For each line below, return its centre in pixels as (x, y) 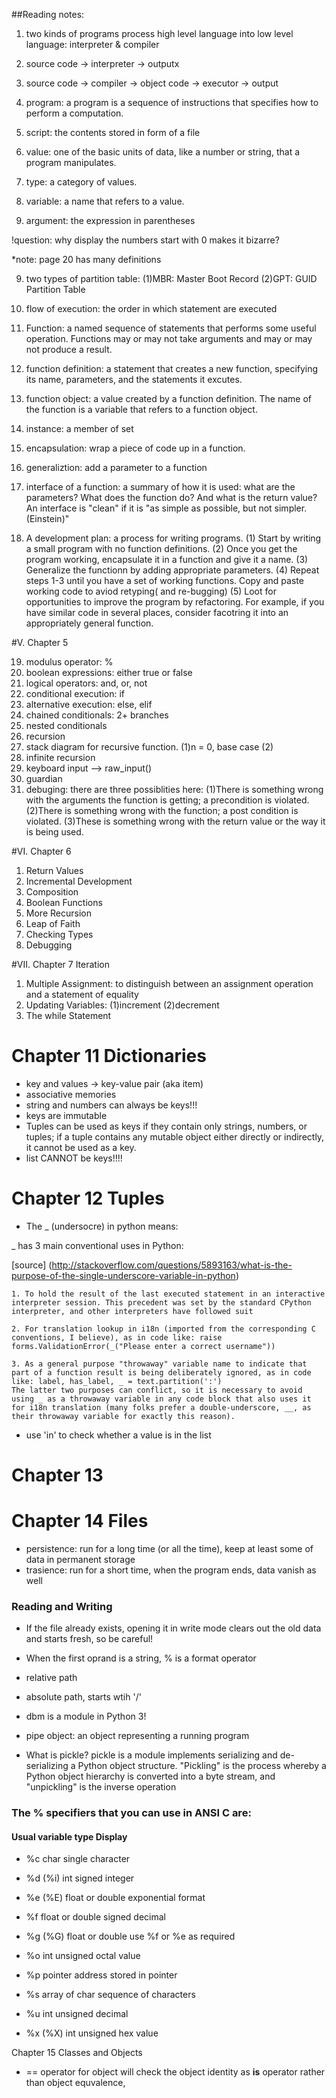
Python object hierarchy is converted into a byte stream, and (150, 1776)
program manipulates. (71, 162)
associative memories (71, 1094)
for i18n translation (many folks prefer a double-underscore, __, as (161, 1407)
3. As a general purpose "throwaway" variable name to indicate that (159, 1364)
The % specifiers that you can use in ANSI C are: (131, 1813)
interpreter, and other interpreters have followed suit (132, 1311)
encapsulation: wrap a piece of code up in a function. (135, 448)
